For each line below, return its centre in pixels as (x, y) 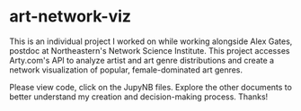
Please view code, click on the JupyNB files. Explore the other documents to (150, 87)
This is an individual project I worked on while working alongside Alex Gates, (151, 41)
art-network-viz (71, 17)
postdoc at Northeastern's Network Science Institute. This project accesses (150, 50)
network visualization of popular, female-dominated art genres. (126, 70)
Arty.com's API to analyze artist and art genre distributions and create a (142, 60)
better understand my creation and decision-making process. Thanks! (139, 97)
